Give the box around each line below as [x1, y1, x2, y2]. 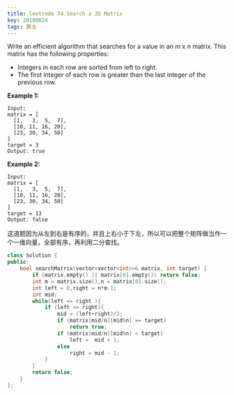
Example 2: [7, 160, 40, 168]
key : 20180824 [7, 17, 49, 24]
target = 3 [7, 142, 39, 149]
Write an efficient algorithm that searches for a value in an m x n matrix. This [7, 43, 226, 51]
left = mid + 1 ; [69, 336, 120, 343]
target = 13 [7, 210, 42, 217]
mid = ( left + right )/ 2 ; [56, 311, 123, 318]
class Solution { [7, 252, 58, 259]
